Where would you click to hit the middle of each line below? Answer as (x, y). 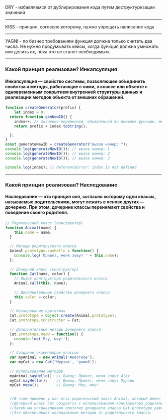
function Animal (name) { (31, 228)
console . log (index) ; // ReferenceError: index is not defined (71, 167)
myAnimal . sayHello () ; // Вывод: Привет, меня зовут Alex (70, 376)
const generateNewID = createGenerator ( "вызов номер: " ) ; (66, 144)
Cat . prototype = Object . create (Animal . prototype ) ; (63, 316)
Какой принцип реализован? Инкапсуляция (61, 69)
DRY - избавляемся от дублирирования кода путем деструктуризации (80, 7)
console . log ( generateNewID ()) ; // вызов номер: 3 (58, 158)
